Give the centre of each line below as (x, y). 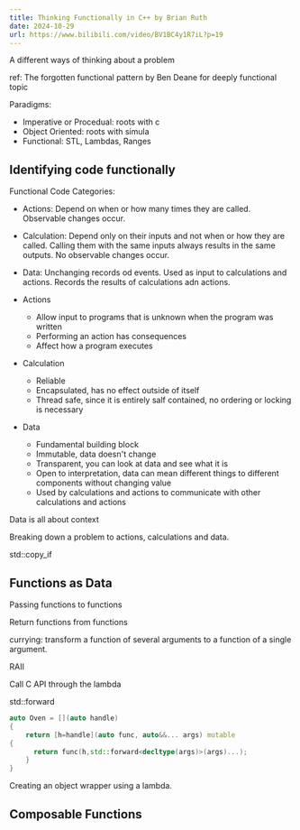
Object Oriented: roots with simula (86, 132)
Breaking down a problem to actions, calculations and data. (119, 537)
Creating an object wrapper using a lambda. (91, 786)
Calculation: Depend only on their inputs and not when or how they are (154, 236)
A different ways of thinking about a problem (92, 60)
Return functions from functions (68, 622)
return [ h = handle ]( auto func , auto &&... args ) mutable (131, 735)
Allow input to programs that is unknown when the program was (155, 318)
